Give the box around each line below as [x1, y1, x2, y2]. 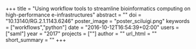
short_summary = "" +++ [5, 37, 66, 43]
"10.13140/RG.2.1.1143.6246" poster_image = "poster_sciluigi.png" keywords [5, 18, 190, 24]
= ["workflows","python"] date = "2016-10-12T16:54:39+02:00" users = [5, 24, 179, 31]
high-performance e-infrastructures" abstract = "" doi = [5, 11, 142, 18]
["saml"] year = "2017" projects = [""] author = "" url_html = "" [5, 30, 157, 37]
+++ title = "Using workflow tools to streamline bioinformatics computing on [5, 5, 191, 12]
